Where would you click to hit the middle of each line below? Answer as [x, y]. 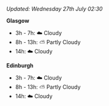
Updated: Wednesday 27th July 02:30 [55, 9]
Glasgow [18, 21]
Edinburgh [20, 66]
